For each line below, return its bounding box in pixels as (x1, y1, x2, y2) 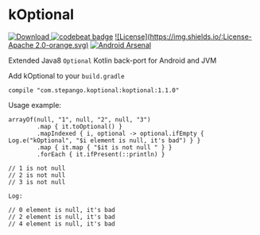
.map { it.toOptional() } (37, 122, 123, 130)
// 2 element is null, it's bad (8, 213, 115, 221)
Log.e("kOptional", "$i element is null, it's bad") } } (8, 137, 201, 144)
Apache (8, 40, 34, 49)
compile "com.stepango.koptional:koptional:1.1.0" (8, 86, 180, 94)
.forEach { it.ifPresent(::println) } (37, 150, 165, 158)
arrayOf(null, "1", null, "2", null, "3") (8, 115, 151, 124)
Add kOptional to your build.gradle (8, 71, 125, 80)
